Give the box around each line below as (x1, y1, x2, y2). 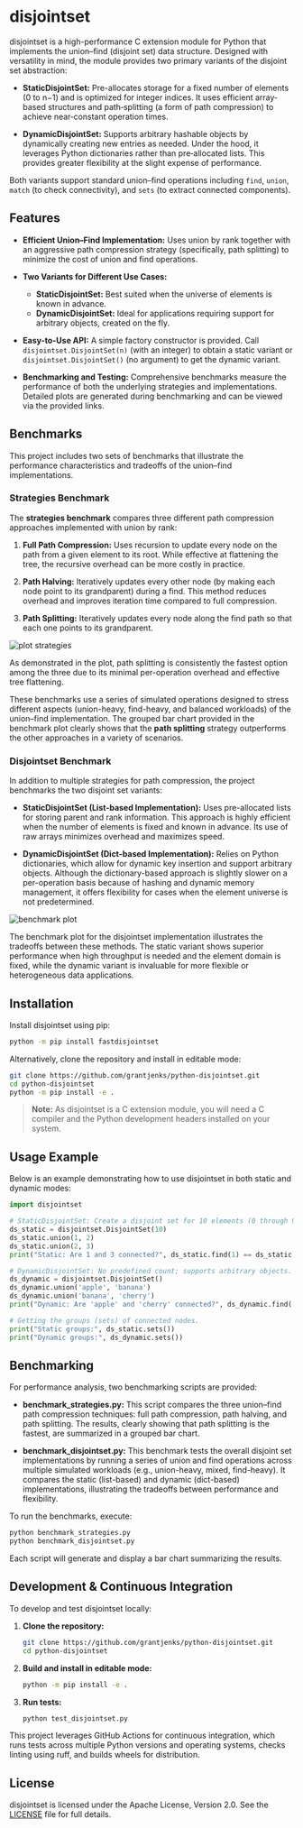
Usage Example (9, 1149, 99, 1164)
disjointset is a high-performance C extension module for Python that (9, 36, 267, 47)
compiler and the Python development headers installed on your (31, 1114, 271, 1125)
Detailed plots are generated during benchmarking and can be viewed (22, 390, 283, 401)
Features (9, 210, 60, 226)
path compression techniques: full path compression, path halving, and (22, 1409, 287, 1419)
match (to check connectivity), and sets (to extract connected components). (9, 184, 291, 195)
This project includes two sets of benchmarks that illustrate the (9, 450, 243, 461)
